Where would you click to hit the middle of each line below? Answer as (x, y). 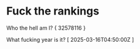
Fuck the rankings (53, 11)
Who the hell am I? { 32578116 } (46, 28)
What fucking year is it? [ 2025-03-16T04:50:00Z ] (70, 39)
